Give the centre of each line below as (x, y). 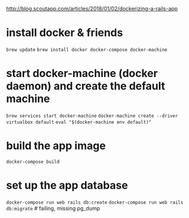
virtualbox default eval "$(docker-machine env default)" (79, 122)
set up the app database (67, 185)
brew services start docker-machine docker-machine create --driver (92, 116)
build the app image (56, 146)
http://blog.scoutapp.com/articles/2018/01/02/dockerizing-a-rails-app (92, 9)
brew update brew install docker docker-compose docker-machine (87, 50)
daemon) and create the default (86, 86)
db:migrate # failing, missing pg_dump (53, 208)
